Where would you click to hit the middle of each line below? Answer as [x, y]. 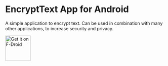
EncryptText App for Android [67, 9]
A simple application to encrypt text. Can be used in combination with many [84, 23]
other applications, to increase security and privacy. [59, 28]
